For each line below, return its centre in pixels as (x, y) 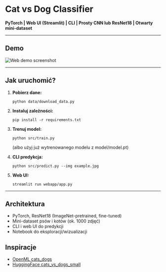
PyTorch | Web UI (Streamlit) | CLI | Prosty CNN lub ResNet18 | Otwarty (79, 23)
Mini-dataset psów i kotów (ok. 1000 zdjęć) (56, 221)
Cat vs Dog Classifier (49, 9)
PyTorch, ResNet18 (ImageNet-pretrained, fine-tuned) (67, 216)
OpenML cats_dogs (32, 259)
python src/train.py (33, 138)
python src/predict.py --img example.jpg (55, 166)
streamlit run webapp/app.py (42, 184)
